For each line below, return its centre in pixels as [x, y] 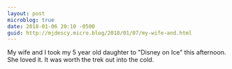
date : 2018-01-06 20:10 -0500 [51, 26]
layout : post [26, 13]
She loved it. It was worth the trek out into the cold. [81, 60]
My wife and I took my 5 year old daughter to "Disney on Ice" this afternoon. [117, 52]
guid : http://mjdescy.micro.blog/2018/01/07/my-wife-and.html [100, 33]
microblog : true [31, 20]
